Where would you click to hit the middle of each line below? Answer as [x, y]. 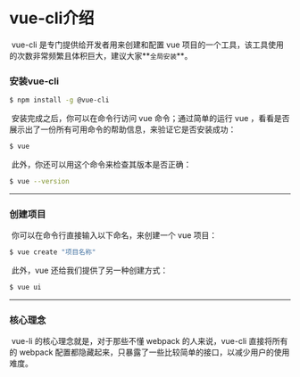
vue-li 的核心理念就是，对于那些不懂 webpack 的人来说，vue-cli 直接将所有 [150, 341]
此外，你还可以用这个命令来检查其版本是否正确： [101, 164]
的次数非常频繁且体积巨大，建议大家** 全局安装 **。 [101, 55]
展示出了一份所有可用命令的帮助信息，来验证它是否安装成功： [123, 129]
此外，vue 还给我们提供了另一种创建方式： [90, 270]
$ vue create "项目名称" [53, 252]
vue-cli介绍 [52, 18]
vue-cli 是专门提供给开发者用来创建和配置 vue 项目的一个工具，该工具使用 [147, 45]
